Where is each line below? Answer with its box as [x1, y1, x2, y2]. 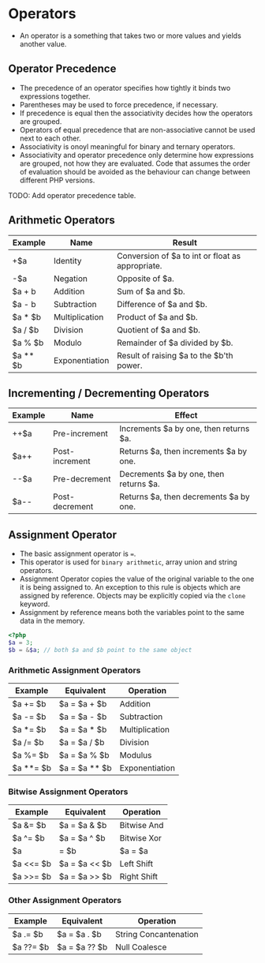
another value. [19, 39, 67, 48]
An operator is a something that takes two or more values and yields [19, 31, 242, 40]
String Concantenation [115, 928, 199, 939]
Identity [54, 255, 82, 266]
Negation [54, 273, 88, 284]
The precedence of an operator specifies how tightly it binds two [19, 83, 231, 92]
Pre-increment [52, 428, 109, 439]
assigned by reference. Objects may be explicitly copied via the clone [19, 591, 246, 601]
